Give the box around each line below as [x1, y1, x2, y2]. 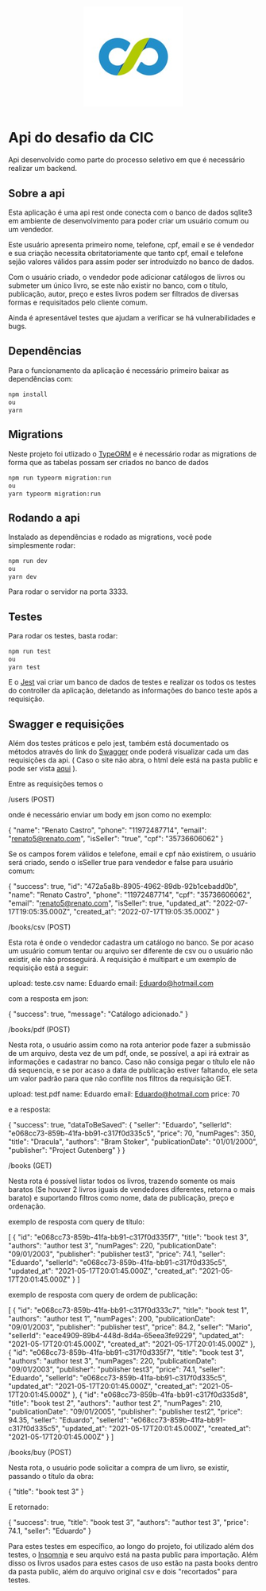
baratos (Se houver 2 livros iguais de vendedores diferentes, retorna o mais [8, 1185, 256, 1194]
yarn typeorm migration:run [8, 490, 102, 498]
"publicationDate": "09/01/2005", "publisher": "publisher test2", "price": [8, 1407, 243, 1416]
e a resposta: [8, 1104, 52, 1114]
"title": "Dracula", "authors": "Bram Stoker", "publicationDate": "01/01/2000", [8, 1137, 258, 1147]
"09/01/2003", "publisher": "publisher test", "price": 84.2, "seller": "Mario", [8, 1322, 253, 1332]
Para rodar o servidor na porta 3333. [8, 587, 129, 596]
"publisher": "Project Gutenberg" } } [8, 1146, 125, 1154]
